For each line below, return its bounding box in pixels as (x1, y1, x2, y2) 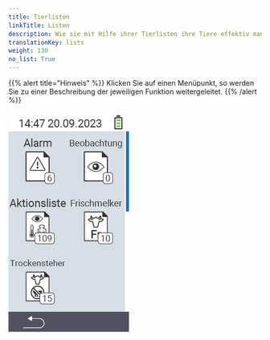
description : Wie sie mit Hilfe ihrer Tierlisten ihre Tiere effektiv (8, 30, 250, 38)
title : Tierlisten (8, 13, 70, 21)
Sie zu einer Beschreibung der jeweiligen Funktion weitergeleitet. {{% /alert (8, 87, 257, 96)
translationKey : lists (8, 38, 84, 47)
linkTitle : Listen (8, 21, 70, 30)
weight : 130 (8, 47, 48, 55)
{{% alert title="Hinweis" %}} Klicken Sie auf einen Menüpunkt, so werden (8, 79, 255, 87)
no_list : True (8, 55, 56, 63)
